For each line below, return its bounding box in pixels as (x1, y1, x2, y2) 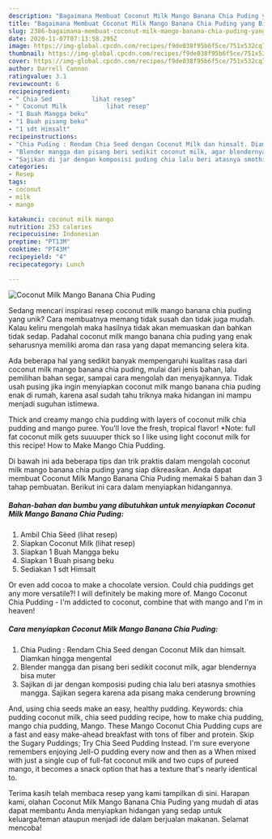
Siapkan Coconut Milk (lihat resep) (19, 538, 136, 548)
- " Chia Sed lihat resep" (8, 95, 136, 103)
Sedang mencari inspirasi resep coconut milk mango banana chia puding (8, 305, 252, 315)
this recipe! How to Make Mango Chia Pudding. (8, 440, 166, 450)
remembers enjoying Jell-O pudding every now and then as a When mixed (8, 746, 257, 756)
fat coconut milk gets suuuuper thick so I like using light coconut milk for (8, 432, 251, 441)
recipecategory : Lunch (8, 260, 85, 269)
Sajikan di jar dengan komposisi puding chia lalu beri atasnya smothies (19, 679, 257, 689)
